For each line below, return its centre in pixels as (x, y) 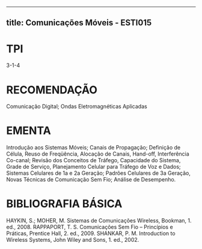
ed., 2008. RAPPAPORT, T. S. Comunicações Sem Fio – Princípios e (90, 227)
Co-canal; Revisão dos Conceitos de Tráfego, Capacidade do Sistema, (93, 160)
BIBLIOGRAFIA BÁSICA (64, 204)
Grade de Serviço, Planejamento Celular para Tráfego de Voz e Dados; (94, 167)
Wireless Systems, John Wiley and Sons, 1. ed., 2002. (73, 240)
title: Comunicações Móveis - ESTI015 (79, 23)
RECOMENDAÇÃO (52, 90)
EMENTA (29, 131)
